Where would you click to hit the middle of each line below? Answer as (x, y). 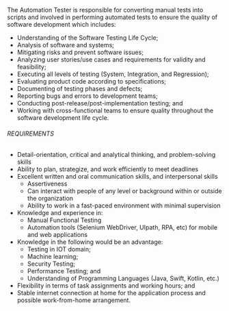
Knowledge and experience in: (60, 213)
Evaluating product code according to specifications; (91, 81)
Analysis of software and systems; (66, 45)
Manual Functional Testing (64, 220)
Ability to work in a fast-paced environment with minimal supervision (124, 206)
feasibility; (31, 67)
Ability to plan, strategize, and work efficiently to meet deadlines (108, 169)
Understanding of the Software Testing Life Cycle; (87, 38)
